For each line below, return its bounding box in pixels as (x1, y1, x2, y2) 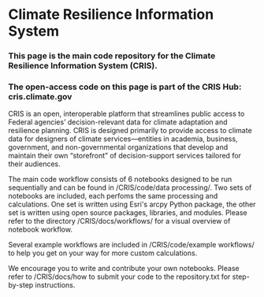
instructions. (35, 280, 76, 290)
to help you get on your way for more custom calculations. (8, 248, 198, 258)
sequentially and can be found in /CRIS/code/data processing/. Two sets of (8, 183, 252, 192)
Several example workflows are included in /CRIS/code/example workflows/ (8, 240, 255, 250)
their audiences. (8, 159, 61, 169)
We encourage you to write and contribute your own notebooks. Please (8, 264, 240, 273)
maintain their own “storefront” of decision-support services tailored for (8, 151, 242, 161)
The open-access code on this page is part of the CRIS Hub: (8, 81, 242, 92)
